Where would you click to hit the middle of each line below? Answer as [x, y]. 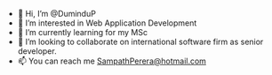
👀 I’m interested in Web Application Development [107, 23]
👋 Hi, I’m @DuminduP [56, 14]
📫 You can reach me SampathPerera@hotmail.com [112, 61]
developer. [37, 51]
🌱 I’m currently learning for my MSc [83, 32]
